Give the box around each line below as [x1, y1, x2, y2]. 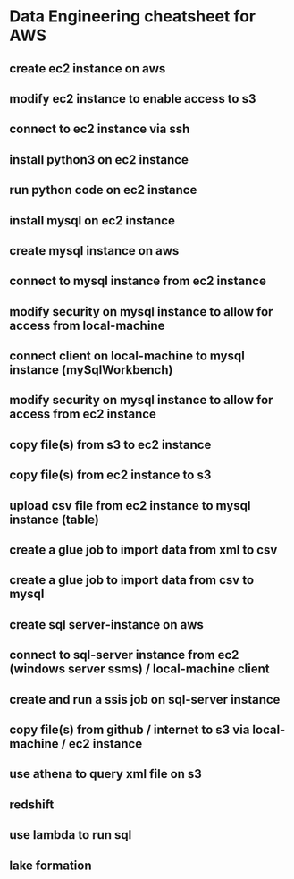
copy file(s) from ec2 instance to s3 [9, 468, 212, 483]
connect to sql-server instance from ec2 [9, 647, 239, 663]
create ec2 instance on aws [9, 61, 166, 76]
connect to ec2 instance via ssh [9, 122, 190, 137]
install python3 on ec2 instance [9, 152, 189, 167]
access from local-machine [9, 317, 165, 333]
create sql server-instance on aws [9, 617, 204, 632]
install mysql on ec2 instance [9, 213, 176, 228]
